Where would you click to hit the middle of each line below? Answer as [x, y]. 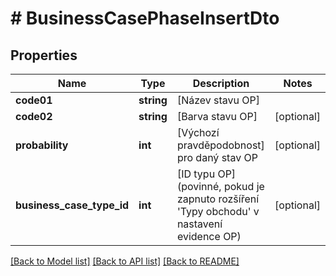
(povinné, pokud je [220, 186]
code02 [34, 116]
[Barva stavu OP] [217, 116]
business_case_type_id [72, 205]
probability [42, 145]
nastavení [199, 224]
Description [221, 83]
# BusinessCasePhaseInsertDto [145, 18]
